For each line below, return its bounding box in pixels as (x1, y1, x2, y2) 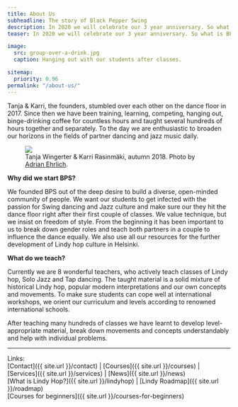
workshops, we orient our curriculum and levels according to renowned (7, 297, 216, 306)
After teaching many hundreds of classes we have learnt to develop (7, 319, 205, 327)
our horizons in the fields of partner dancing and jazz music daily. (7, 132, 199, 140)
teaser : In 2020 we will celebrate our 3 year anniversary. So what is (7, 30, 223, 38)
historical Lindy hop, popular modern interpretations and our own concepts (7, 282, 227, 291)
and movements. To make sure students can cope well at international (7, 290, 212, 298)
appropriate (7, 326, 42, 335)
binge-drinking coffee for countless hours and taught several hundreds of (7, 116, 223, 125)
